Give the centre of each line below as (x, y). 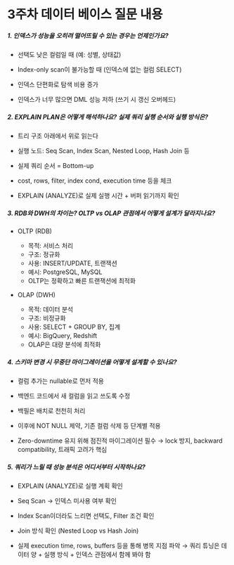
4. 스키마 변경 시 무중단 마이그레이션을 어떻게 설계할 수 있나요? (92, 362)
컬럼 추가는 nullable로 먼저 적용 (60, 381)
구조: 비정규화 (47, 318)
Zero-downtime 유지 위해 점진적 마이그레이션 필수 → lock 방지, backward (120, 441)
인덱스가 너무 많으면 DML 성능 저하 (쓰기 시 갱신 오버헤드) (97, 100)
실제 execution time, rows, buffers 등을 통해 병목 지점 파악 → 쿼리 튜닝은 (118, 546)
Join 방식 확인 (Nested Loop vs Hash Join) (78, 531)
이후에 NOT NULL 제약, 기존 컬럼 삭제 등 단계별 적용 (89, 426)
